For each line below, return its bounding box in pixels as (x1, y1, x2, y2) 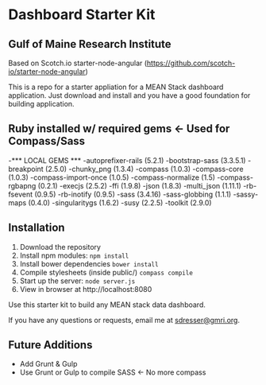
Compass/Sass (8, 134, 86, 148)
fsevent (8, 189, 33, 199)
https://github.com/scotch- (146, 58, 236, 68)
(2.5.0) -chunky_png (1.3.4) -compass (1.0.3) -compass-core (44, 164, 244, 173)
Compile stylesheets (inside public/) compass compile (19, 267, 193, 277)
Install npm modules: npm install (19, 251, 129, 260)
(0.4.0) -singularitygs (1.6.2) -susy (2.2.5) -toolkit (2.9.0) (28, 197, 212, 208)
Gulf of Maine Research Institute (8, 37, 172, 51)
